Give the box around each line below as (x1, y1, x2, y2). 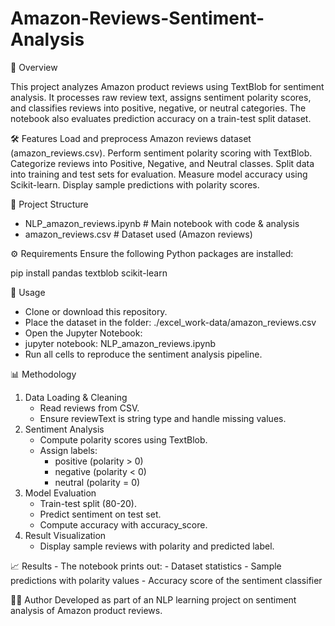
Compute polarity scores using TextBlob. (39, 433, 208, 446)
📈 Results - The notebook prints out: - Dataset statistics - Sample (10, 560, 282, 572)
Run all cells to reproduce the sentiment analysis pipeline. (24, 348, 263, 360)
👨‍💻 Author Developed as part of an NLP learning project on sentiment (10, 593, 297, 606)
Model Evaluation (24, 487, 97, 499)
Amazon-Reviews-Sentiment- (10, 7, 265, 30)
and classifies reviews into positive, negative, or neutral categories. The (10, 102, 307, 114)
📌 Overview (10, 61, 58, 73)
